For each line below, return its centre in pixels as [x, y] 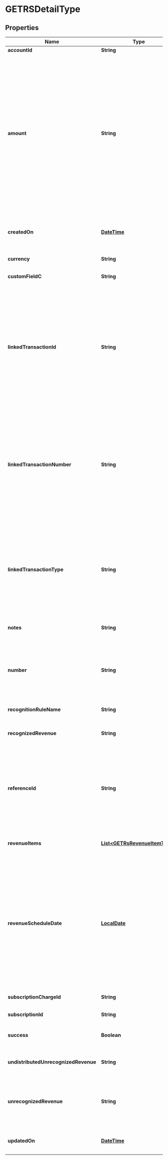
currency [19, 259]
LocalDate [113, 923]
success [18, 1035]
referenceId [22, 788]
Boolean [111, 1035]
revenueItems [24, 843]
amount [17, 133]
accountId [20, 50]
